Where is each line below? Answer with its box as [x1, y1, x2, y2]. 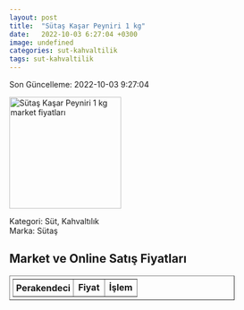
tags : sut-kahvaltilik [9, 54, 94, 63]
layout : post [9, 13, 58, 22]
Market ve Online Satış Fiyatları [9, 251, 188, 266]
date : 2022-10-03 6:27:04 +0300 [9, 29, 139, 38]
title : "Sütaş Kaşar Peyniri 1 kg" [9, 21, 146, 30]
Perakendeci [16, 281, 72, 294]
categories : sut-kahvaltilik [9, 46, 118, 55]
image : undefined [9, 38, 74, 47]
